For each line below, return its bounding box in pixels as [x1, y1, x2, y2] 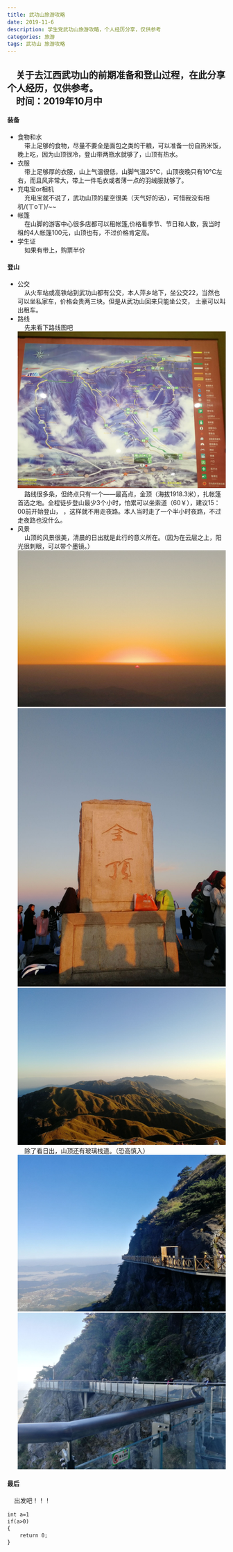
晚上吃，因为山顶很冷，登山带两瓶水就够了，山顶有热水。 [17, 150, 182, 158]
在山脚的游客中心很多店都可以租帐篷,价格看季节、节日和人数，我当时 [24, 219, 221, 228]
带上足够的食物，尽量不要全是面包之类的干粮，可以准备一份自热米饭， [24, 141, 225, 150]
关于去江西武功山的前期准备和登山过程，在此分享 [15, 69, 225, 81]
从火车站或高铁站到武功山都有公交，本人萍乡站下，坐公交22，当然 [24, 288, 214, 296]
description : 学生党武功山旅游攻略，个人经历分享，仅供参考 [7, 26, 162, 33]
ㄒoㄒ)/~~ [27, 202, 57, 210]
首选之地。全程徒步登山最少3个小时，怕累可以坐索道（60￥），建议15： [17, 498, 221, 507]
